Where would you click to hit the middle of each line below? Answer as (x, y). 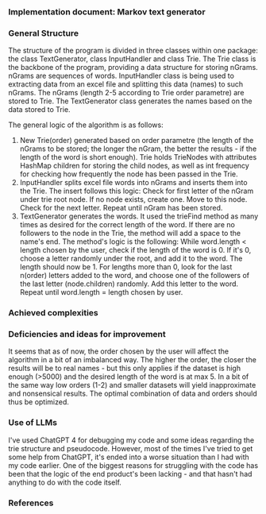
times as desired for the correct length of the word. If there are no (127, 225)
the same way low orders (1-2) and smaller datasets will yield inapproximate (132, 385)
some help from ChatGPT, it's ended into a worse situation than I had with (129, 457)
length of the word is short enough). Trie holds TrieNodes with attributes (138, 157)
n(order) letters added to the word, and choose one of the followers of (135, 276)
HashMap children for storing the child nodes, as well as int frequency (135, 166)
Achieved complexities (53, 313)
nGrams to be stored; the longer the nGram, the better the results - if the (138, 149)
